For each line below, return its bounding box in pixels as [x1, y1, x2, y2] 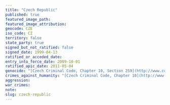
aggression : [5, 78, 30, 83]
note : [5, 87, 17, 92]
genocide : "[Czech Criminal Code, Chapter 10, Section [5, 69, 123, 74]
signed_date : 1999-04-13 [5, 49, 58, 55]
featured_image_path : [5, 17, 51, 22]
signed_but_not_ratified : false [5, 45, 73, 50]
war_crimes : [5, 82, 30, 87]
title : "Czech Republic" [5, 7, 58, 13]
